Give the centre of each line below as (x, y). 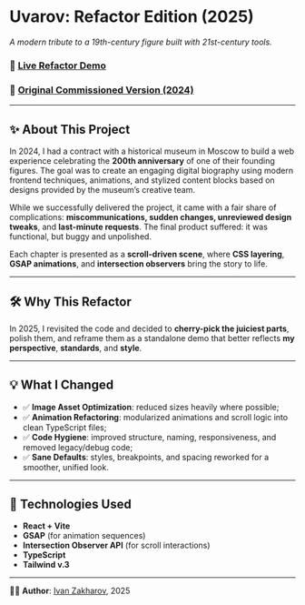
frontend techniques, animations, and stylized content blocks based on (142, 180)
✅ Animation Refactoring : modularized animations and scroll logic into (155, 417)
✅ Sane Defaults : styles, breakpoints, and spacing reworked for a (146, 457)
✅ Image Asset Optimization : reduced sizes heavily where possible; (151, 407)
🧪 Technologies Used (70, 504)
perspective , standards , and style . (76, 348)
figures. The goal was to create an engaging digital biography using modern (151, 170)
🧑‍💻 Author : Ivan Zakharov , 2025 (70, 591)
